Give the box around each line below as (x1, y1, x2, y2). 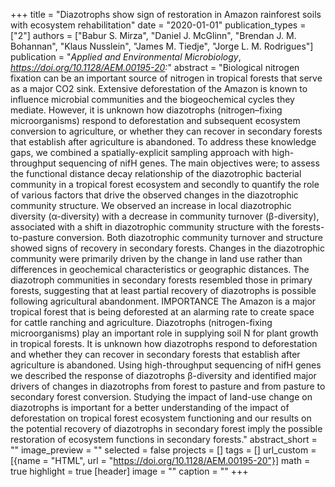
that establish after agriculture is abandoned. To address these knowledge (10, 136, 317, 148)
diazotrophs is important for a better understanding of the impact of (10, 402, 290, 413)
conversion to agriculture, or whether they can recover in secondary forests (10, 125, 323, 137)
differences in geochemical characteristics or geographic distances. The (10, 264, 310, 275)
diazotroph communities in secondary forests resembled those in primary (10, 274, 313, 286)
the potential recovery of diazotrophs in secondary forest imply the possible (10, 423, 323, 434)
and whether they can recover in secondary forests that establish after (10, 349, 301, 360)
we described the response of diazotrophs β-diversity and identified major (10, 370, 317, 381)
